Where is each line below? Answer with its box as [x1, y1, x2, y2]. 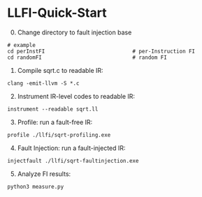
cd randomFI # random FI [7, 54, 168, 61]
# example [7, 41, 36, 48]
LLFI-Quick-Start [7, 5, 107, 21]
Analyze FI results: [17, 170, 71, 178]
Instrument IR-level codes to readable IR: [17, 92, 135, 100]
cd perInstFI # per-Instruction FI [7, 48, 196, 55]
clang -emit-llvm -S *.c [7, 79, 80, 87]
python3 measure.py [7, 183, 64, 190]
